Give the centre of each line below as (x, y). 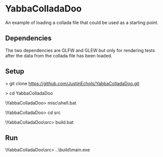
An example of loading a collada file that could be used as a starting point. (82, 22)
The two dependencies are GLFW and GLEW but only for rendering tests (80, 50)
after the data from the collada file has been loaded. (59, 55)
